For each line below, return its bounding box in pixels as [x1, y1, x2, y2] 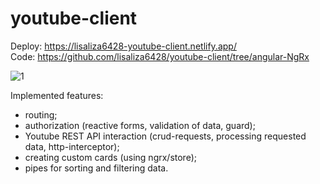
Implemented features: [10, 89, 104, 101]
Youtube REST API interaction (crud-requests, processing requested [24, 130, 307, 142]
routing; [24, 108, 58, 121]
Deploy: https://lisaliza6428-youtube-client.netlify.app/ [10, 40, 237, 52]
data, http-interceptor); [24, 140, 120, 152]
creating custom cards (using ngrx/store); [24, 151, 197, 163]
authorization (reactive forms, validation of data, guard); [24, 119, 256, 131]
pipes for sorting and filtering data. [24, 162, 169, 174]
